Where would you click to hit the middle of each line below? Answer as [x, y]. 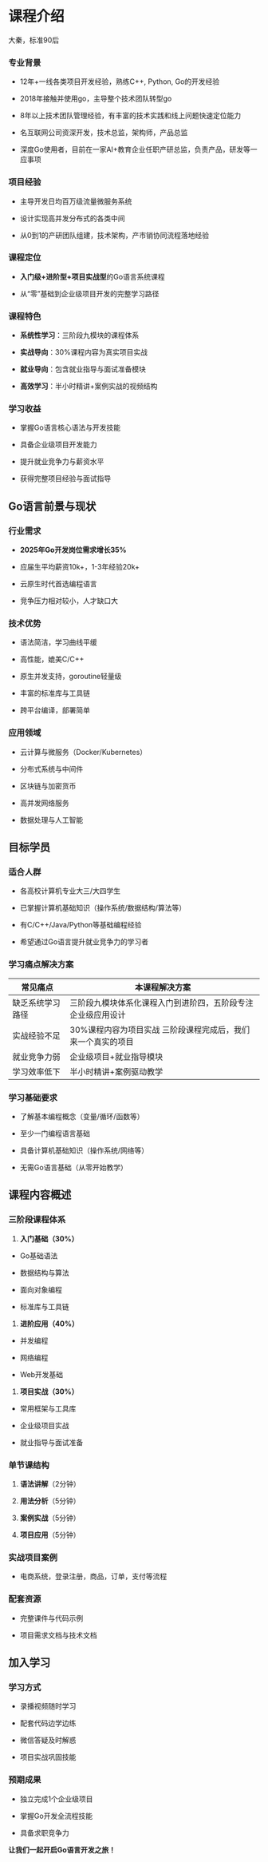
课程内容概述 [40, 1195]
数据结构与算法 [44, 1272]
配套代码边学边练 [48, 1723]
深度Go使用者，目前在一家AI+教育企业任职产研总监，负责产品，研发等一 [138, 149]
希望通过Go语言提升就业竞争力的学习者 [84, 942]
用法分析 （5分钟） [50, 1501]
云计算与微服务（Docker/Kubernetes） [83, 752]
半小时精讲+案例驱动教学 [116, 1071]
